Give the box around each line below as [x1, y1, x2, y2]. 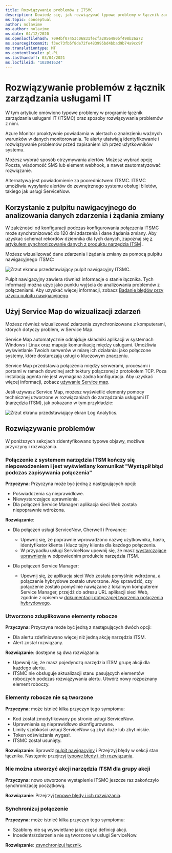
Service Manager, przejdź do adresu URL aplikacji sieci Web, [20, 589, 149, 595]
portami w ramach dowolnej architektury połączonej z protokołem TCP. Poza [5, 368, 167, 374]
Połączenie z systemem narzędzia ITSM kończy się [5, 456, 135, 463]
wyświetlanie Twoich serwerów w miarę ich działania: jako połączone [5, 347, 151, 353]
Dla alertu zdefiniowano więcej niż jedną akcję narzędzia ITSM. [12, 634, 146, 640]
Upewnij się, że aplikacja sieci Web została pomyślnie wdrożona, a [20, 573, 161, 579]
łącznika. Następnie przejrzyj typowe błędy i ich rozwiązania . [5, 753, 134, 759]
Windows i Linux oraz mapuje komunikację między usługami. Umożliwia [5, 341, 157, 348]
